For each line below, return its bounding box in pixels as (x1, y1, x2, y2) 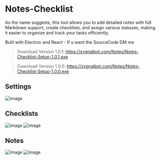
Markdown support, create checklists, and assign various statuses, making (5, 24, 156, 30)
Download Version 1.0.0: (17, 63, 66, 69)
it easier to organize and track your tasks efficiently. (5, 30, 110, 36)
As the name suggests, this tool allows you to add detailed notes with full (5, 19, 152, 25)
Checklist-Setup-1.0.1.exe (17, 53, 68, 59)
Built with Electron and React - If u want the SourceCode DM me (5, 39, 134, 45)
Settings (5, 83, 32, 91)
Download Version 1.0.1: (17, 49, 65, 54)
